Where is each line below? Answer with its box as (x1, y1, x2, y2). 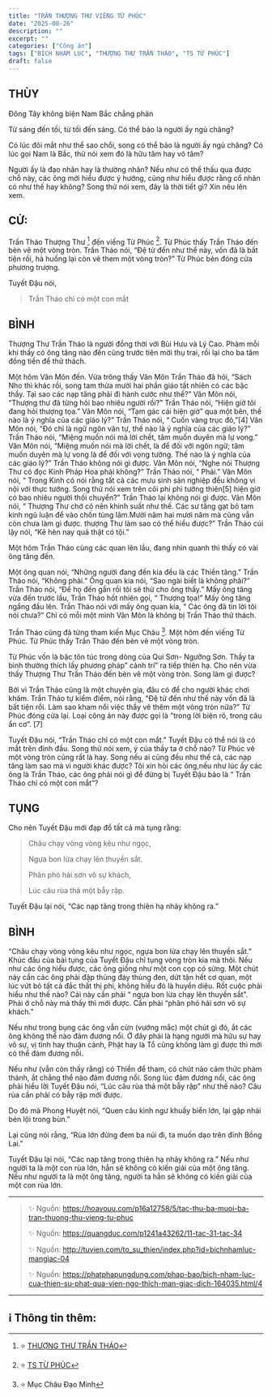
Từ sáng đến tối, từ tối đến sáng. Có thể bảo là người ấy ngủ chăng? (8, 124, 235, 134)
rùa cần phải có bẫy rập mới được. (8, 1090, 123, 1100)
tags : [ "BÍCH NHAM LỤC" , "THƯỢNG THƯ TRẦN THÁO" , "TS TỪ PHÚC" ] (8, 49, 230, 58)
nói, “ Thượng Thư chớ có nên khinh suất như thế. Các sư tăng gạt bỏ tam (8, 501, 254, 511)
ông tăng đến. (8, 551, 55, 561)
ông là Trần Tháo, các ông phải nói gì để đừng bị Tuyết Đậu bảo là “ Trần (8, 769, 251, 779)
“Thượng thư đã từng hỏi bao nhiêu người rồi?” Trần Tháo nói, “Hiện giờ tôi (8, 398, 257, 407)
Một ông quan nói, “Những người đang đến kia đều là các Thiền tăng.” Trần (8, 567, 259, 577)
